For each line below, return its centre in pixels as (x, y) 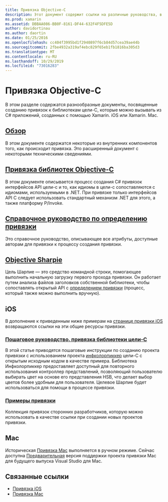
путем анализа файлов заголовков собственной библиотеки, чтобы (77, 283)
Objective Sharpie (34, 260)
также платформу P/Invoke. (34, 203)
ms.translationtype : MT (30, 52)
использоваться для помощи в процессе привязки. (60, 388)
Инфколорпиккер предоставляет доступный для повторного (70, 366)
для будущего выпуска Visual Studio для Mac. (54, 461)
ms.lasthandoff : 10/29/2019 (34, 61)
